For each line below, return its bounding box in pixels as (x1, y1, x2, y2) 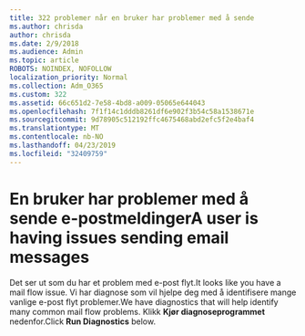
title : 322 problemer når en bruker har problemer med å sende (9, 13, 255, 23)
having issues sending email (9, 227, 229, 247)
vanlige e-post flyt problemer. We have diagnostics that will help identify (9, 296, 280, 307)
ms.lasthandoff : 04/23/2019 (9, 141, 117, 150)
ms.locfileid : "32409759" (9, 149, 107, 158)
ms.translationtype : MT (9, 124, 100, 133)
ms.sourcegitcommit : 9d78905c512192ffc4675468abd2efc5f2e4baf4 (9, 115, 255, 124)
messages (9, 247, 89, 268)
